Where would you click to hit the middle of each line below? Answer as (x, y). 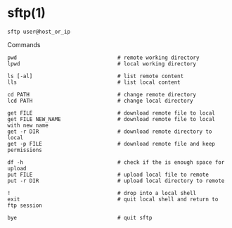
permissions (25, 150)
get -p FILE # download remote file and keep (111, 144)
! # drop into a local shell (102, 193)
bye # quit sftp (80, 217)
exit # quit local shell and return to (113, 199)
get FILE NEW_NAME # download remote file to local (111, 119)
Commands (24, 44)
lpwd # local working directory (102, 64)
